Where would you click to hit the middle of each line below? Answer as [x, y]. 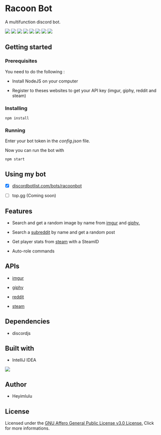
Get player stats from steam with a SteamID [56, 241]
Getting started [29, 47]
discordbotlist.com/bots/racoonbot [47, 186]
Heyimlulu [22, 396]
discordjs [21, 333]
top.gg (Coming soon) [34, 196]
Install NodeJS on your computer [45, 81]
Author [16, 384]
